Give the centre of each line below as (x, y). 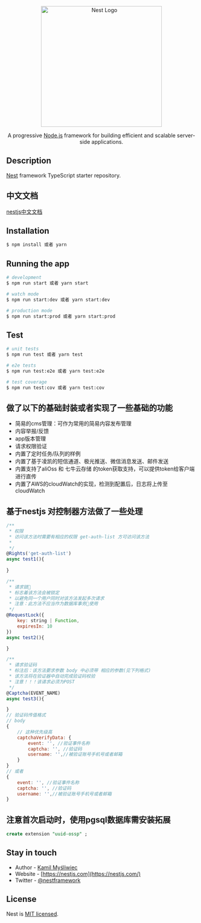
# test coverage (27, 382)
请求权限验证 (31, 446)
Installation (28, 231)
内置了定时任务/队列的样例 (48, 454)
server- (186, 135)
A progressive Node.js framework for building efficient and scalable (92, 135)
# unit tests (23, 349)
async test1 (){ (25, 559)
